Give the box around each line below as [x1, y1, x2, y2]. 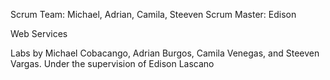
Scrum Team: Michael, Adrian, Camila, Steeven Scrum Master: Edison [10, 9, 297, 20]
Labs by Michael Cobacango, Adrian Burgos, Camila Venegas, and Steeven [10, 47, 320, 59]
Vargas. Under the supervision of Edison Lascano [10, 58, 215, 69]
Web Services [10, 28, 68, 39]
